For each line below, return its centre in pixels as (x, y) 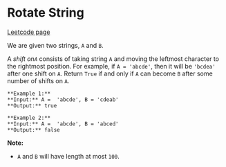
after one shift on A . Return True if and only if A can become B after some (110, 73)
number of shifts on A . (38, 80)
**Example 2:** (29, 118)
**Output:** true (32, 105)
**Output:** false (34, 130)
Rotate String (46, 13)
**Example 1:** (29, 94)
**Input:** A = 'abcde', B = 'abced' (63, 124)
